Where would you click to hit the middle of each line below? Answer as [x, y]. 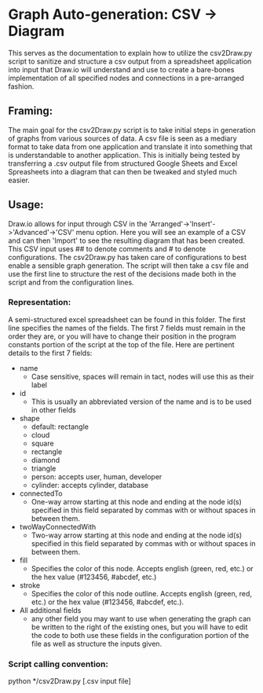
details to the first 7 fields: [50, 353]
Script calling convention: [58, 664]
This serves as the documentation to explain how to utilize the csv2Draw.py [130, 53]
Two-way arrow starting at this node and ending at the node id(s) [137, 535]
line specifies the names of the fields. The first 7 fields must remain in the [127, 328]
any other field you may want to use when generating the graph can [141, 618]
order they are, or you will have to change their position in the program [122, 336]
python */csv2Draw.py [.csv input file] [69, 681]
